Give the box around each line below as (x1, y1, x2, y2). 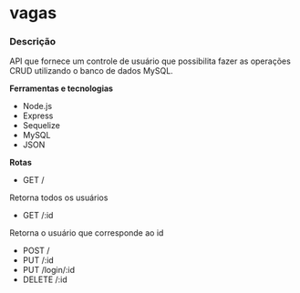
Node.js (22, 101, 53, 112)
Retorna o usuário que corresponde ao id (9, 227, 164, 238)
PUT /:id (22, 255, 55, 266)
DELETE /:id (22, 274, 68, 285)
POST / (22, 245, 50, 257)
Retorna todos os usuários (9, 192, 109, 203)
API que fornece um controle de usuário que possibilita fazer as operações (9, 56, 292, 66)
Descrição (9, 35, 57, 48)
